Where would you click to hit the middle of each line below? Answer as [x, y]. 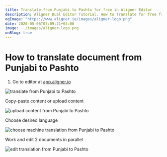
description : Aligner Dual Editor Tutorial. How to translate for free [81, 14]
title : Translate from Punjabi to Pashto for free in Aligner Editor [79, 10]
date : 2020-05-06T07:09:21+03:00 [40, 24]
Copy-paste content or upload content [44, 101]
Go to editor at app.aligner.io [42, 81]
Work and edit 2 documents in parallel [44, 139]
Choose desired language [32, 120]
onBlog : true [19, 33]
